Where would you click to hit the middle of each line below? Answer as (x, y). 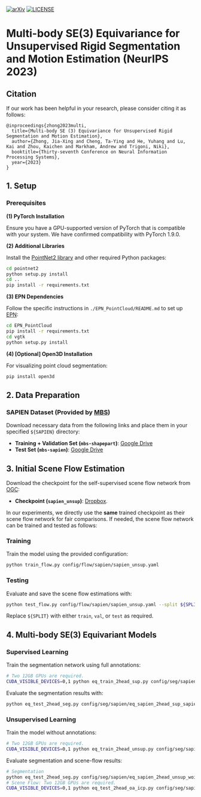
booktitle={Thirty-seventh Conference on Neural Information (89, 152)
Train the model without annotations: (51, 733)
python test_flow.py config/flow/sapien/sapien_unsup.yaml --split (92, 604)
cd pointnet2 (22, 268)
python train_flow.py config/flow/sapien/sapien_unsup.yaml (83, 565)
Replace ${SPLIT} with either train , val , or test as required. (80, 616)
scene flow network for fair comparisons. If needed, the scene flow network (100, 519)
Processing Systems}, (33, 157)
